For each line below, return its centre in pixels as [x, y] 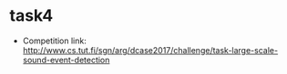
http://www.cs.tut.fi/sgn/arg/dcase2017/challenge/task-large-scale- [150, 50]
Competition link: [54, 41]
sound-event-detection [66, 60]
